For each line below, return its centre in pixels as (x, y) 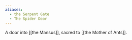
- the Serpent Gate (30, 14)
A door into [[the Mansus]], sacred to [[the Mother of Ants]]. (66, 33)
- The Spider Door (29, 19)
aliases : (14, 10)
